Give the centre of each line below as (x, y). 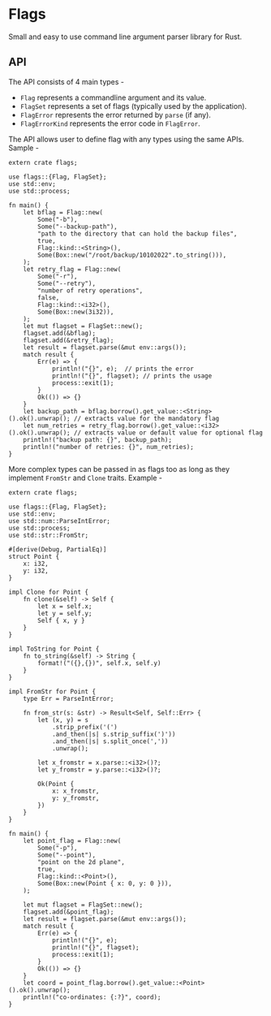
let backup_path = (54, 411)
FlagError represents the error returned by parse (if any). (115, 115)
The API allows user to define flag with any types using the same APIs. (127, 139)
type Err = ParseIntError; (69, 698)
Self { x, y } (61, 620)
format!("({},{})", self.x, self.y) (99, 663)
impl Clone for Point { (49, 592)
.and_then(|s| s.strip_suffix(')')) (114, 734)
